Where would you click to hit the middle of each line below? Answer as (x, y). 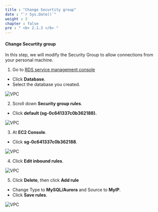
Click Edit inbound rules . (38, 161)
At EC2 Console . (29, 132)
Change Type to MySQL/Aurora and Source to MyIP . (66, 190)
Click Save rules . (30, 195)
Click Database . (29, 79)
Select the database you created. (46, 85)
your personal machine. (29, 60)
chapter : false (22, 23)
